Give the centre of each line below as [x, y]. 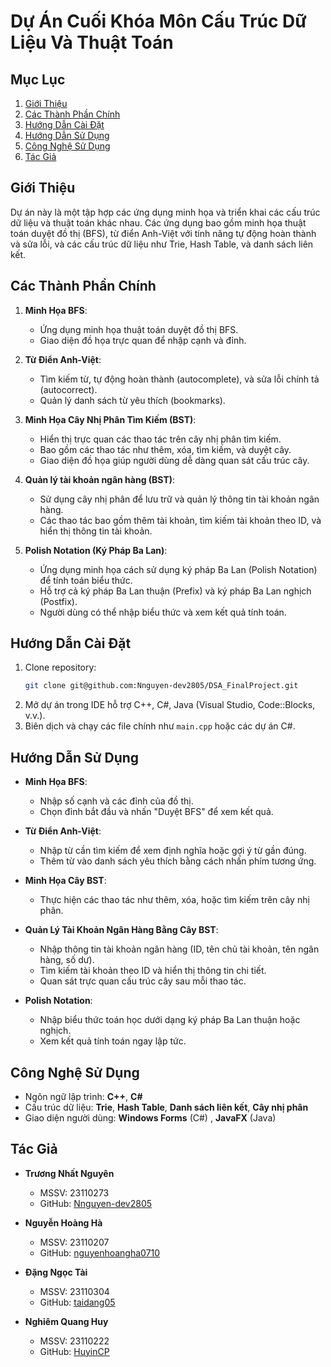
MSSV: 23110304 [74, 1291]
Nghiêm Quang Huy [66, 1321]
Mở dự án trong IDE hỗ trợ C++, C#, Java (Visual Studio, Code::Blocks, [170, 705]
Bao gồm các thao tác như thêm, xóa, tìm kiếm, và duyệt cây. [165, 449]
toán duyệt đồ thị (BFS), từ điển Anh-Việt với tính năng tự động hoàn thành [163, 233]
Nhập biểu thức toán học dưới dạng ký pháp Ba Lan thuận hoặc [170, 1020]
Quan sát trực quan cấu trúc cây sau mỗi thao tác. [143, 981]
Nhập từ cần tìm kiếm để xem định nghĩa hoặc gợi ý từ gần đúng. [173, 851]
